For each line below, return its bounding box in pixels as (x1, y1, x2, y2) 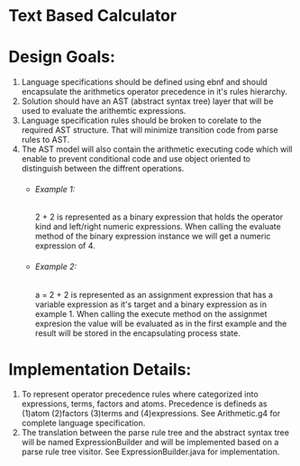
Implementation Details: (8, 359, 192, 379)
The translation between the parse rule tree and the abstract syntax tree (21, 427, 290, 438)
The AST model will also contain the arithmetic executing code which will (21, 144, 294, 154)
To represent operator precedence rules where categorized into (21, 389, 259, 400)
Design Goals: (8, 47, 116, 68)
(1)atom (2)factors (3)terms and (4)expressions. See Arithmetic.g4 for (21, 408, 281, 419)
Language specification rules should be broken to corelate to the (21, 115, 262, 126)
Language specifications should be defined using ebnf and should (21, 77, 268, 88)
